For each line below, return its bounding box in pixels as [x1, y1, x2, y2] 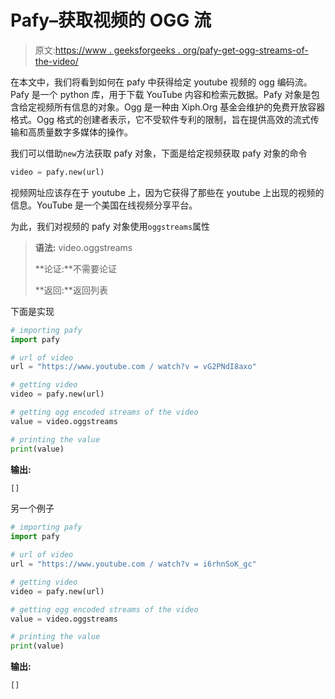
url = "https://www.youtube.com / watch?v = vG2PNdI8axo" [10, 362, 257, 372]
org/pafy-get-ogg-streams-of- [182, 44, 309, 56]
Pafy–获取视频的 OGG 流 [10, 9, 212, 32]
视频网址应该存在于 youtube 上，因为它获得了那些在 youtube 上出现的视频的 [10, 186, 325, 198]
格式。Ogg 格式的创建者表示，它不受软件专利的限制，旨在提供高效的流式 [10, 113, 311, 125]
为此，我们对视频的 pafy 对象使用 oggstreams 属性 [10, 220, 211, 232]
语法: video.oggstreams [34, 241, 133, 253]
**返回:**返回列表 [34, 284, 108, 296]
